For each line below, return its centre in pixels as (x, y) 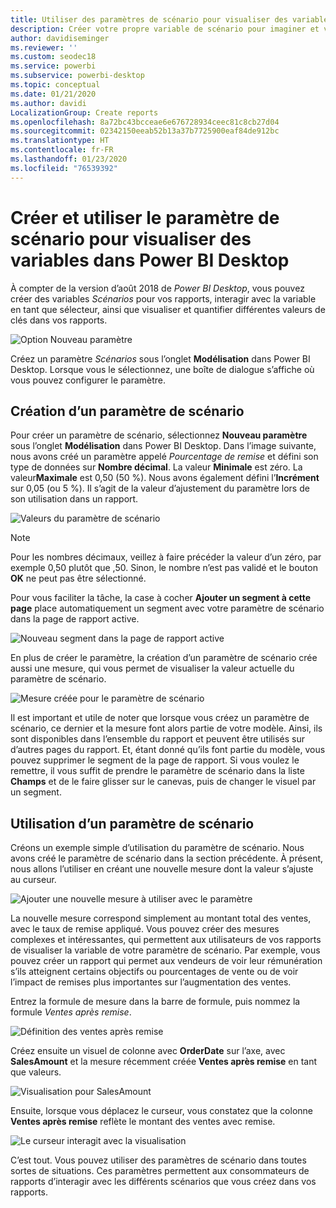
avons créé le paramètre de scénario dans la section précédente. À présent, (167, 858)
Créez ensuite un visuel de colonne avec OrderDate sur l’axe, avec (148, 1051)
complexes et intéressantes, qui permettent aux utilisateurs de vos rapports (166, 940)
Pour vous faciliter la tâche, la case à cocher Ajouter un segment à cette (161, 598)
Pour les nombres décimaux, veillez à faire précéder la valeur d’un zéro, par (166, 557)
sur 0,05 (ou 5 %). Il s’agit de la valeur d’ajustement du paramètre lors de (160, 488)
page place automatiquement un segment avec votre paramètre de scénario (167, 608)
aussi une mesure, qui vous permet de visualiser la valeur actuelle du (152, 668)
